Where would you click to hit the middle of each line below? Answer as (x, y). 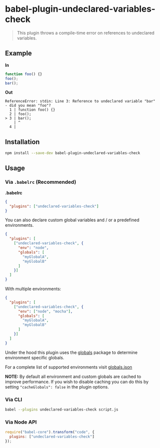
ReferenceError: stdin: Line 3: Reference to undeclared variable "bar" (80, 101)
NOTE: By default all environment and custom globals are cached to (73, 376)
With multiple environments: (33, 289)
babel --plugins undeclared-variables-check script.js (62, 409)
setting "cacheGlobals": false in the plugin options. (57, 387)
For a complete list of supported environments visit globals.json (69, 367)
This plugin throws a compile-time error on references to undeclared (86, 33)
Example (18, 53)
